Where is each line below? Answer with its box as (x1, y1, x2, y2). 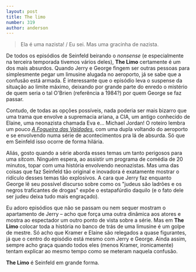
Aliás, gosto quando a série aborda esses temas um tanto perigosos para (6, 150, 183, 157)
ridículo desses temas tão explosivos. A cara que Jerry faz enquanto (6, 174, 171, 181)
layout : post (6, 8, 38, 15)
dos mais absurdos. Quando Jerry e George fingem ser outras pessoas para (6, 65, 190, 72)
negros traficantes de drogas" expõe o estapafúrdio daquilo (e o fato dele (6, 187, 184, 194)
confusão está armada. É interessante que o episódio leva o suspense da (6, 77, 183, 84)
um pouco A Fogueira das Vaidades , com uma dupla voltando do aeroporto (6, 126, 188, 133)
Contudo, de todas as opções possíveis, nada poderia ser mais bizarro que (6, 107, 187, 114)
